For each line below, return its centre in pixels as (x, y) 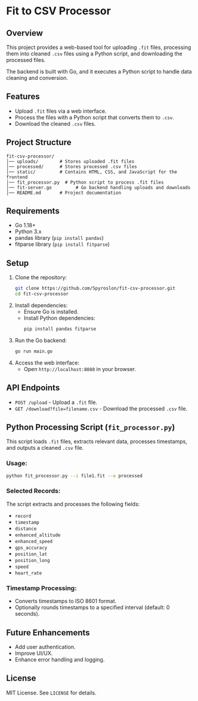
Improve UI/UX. (34, 653)
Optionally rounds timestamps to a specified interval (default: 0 (92, 607)
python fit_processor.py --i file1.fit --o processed (75, 475)
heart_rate (28, 573)
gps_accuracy (31, 548)
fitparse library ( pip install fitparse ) (62, 244)
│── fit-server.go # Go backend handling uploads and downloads (98, 187)
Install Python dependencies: (59, 318)
